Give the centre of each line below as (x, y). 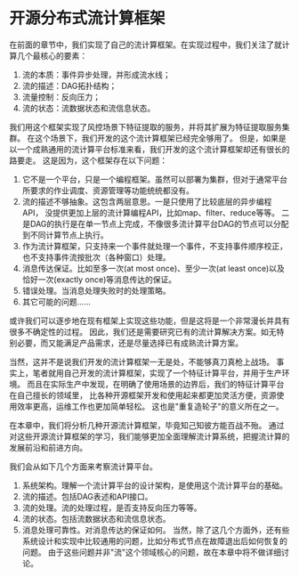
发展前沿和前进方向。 (48, 447)
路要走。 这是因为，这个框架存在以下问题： (88, 160)
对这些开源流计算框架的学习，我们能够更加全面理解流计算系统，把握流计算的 (149, 436)
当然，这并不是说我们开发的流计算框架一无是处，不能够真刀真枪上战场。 (141, 362)
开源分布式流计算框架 (88, 18)
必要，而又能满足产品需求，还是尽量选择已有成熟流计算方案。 (129, 343)
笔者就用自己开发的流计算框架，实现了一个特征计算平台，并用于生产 (157, 373)
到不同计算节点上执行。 (65, 235)
